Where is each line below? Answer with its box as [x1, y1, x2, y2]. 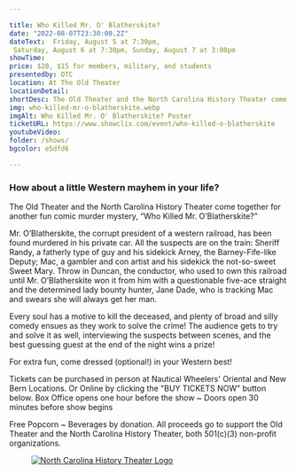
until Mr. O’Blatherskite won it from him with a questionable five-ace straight [9, 276, 287, 286]
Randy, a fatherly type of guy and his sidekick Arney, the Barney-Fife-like [9, 247, 277, 258]
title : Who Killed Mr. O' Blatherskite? [9, 20, 161, 29]
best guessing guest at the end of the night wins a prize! [9, 339, 215, 350]
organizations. [9, 438, 62, 448]
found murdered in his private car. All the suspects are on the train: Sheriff [9, 237, 280, 248]
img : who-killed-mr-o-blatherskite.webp [9, 103, 161, 112]
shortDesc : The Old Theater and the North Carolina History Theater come [9, 95, 288, 104]
